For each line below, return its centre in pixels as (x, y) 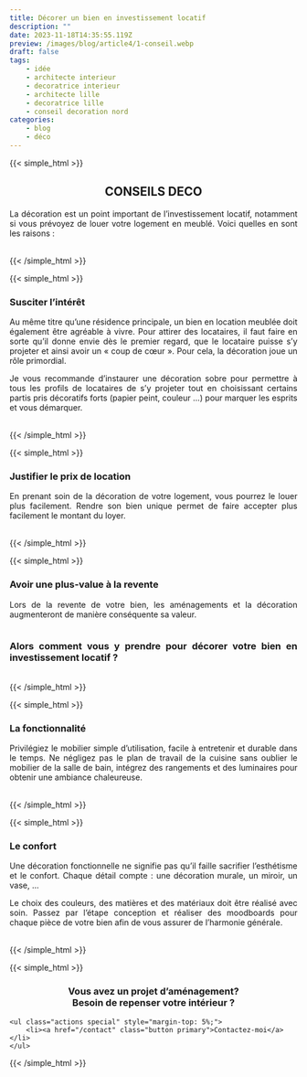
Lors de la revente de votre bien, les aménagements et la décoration (153, 604)
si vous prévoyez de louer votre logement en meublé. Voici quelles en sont (153, 223)
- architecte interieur (71, 78)
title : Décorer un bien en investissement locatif (108, 18)
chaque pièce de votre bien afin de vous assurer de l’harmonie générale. (146, 922)
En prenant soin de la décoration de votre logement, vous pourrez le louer (153, 496)
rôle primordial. (38, 360)
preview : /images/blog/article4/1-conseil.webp (102, 43)
